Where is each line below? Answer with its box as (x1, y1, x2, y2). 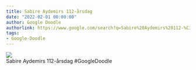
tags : (6, 30, 19, 36)
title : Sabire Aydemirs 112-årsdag (6, 8, 93, 15)
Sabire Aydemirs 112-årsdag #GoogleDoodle (6, 58, 113, 64)
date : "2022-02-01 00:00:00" (6, 14, 77, 20)
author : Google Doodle (6, 19, 61, 25)
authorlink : (6, 24, 35, 31)
